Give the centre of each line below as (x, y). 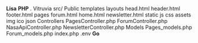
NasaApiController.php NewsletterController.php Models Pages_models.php (99, 27)
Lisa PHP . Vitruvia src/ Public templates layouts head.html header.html (93, 9)
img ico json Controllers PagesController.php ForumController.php (87, 21)
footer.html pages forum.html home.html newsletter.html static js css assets (99, 15)
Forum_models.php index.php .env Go (53, 34)
